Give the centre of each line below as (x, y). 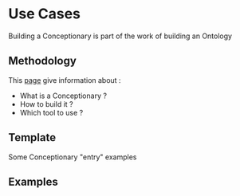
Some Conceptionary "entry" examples (73, 157)
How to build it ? (46, 104)
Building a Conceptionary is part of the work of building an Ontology (120, 36)
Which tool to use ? (51, 112)
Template (32, 137)
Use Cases (45, 14)
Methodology (43, 61)
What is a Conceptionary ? (63, 96)
